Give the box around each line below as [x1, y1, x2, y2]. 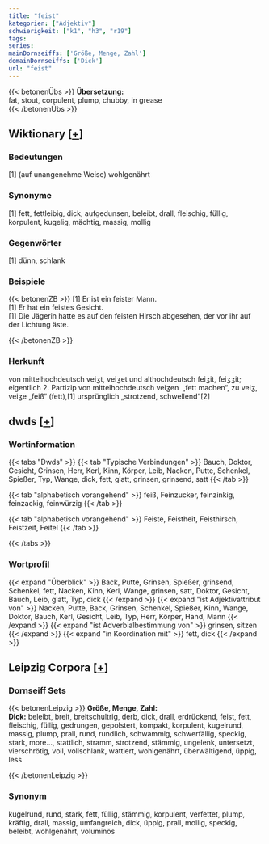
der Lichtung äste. [8, 320, 69, 330]
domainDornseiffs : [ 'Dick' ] [8, 57, 103, 65]
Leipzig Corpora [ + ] [8, 660, 109, 674]
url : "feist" [8, 65, 53, 73]
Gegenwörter [8, 237, 62, 248]
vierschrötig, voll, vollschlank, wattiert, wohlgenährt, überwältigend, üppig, [8, 746, 257, 756]
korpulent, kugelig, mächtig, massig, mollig [8, 217, 151, 226]
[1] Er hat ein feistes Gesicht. [8, 302, 103, 312]
